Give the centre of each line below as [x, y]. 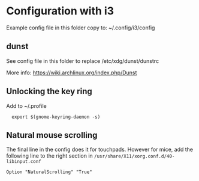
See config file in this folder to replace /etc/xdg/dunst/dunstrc [83, 61]
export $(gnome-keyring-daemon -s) [56, 117]
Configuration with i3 [60, 11]
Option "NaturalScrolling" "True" [49, 172]
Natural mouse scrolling [52, 135]
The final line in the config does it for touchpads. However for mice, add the [100, 150]
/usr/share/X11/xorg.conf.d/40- [134, 156]
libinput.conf [24, 162]
